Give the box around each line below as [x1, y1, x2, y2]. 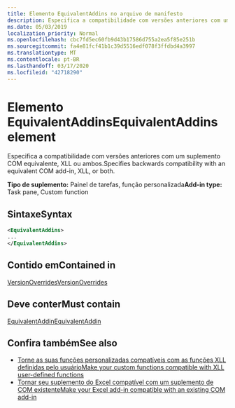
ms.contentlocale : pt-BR [7, 56, 80, 63]
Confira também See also [7, 337, 117, 349]
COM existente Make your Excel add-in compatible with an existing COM [17, 386, 226, 394]
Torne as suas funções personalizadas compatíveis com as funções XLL [17, 355, 227, 365]
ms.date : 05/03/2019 [7, 23, 68, 30]
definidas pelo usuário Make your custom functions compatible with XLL [17, 363, 225, 372]
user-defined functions [17, 371, 84, 379]
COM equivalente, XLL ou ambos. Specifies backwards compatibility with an [7, 159, 226, 168]
